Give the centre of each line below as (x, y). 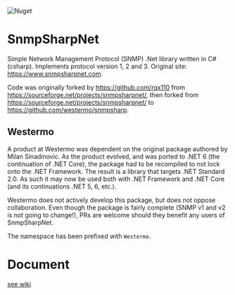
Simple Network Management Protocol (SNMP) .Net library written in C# (112, 58)
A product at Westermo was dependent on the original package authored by (118, 149)
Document (39, 264)
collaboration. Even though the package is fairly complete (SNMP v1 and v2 (116, 207)
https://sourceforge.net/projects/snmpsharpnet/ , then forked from (103, 94)
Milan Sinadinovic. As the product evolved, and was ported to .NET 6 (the (114, 156)
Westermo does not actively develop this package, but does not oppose (112, 200)
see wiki (19, 284)
